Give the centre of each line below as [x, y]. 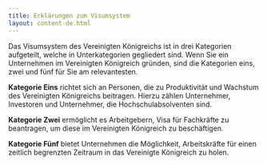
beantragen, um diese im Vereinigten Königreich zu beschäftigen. [116, 128]
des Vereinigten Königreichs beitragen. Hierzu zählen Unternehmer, [120, 95]
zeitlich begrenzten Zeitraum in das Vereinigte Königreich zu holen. [119, 152]
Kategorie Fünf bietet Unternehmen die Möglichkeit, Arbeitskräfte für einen [133, 143]
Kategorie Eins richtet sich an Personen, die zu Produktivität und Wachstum [133, 87]
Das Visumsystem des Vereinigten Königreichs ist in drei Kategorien [120, 46]
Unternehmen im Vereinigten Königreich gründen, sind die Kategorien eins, [132, 63]
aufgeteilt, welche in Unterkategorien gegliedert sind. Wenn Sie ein [119, 54]
